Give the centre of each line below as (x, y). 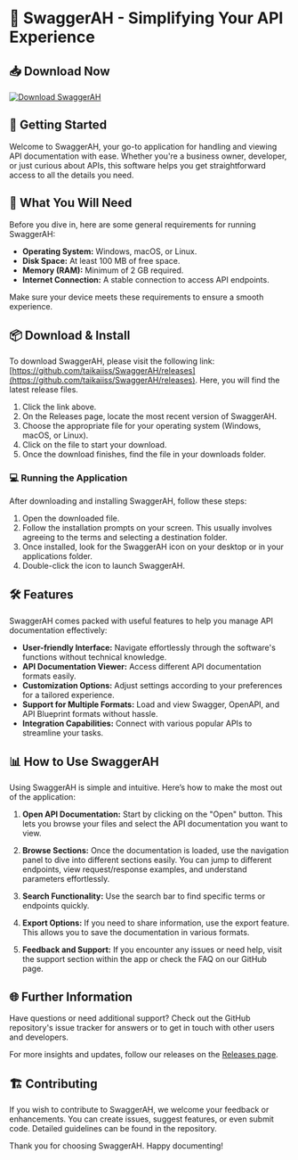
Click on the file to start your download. (94, 445)
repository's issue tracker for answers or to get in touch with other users (142, 1028)
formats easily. (49, 676)
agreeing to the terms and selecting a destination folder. (125, 537)
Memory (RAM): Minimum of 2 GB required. (103, 270)
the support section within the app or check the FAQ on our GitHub (144, 959)
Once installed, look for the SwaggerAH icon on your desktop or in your (153, 547)
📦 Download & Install (70, 336)
